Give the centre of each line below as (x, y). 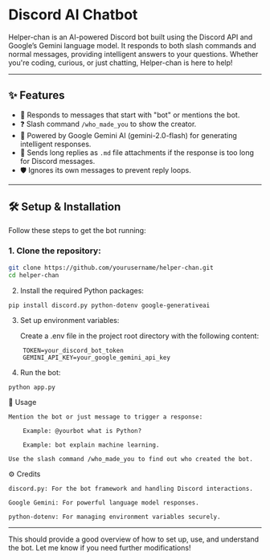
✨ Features (37, 95)
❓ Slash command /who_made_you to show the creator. (108, 124)
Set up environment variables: (70, 320)
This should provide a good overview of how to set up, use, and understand (134, 539)
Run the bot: (40, 372)
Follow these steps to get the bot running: (77, 230)
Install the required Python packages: (82, 290)
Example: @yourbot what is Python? (82, 431)
